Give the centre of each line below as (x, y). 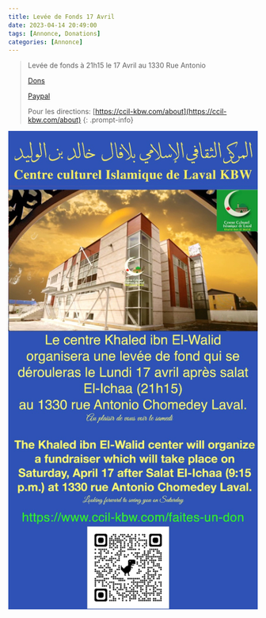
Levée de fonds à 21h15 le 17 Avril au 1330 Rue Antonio (116, 65)
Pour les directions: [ (61, 112)
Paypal (39, 96)
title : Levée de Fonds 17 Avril (61, 17)
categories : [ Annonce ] (46, 42)
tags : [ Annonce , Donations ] (55, 33)
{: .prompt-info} (108, 120)
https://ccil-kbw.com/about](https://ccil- (161, 112)
